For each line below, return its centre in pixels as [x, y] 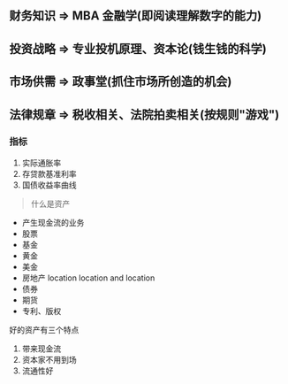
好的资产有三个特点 [44, 329]
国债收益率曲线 [49, 185]
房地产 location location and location [88, 278]
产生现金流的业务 [53, 222]
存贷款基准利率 [49, 173]
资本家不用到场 [49, 359]
